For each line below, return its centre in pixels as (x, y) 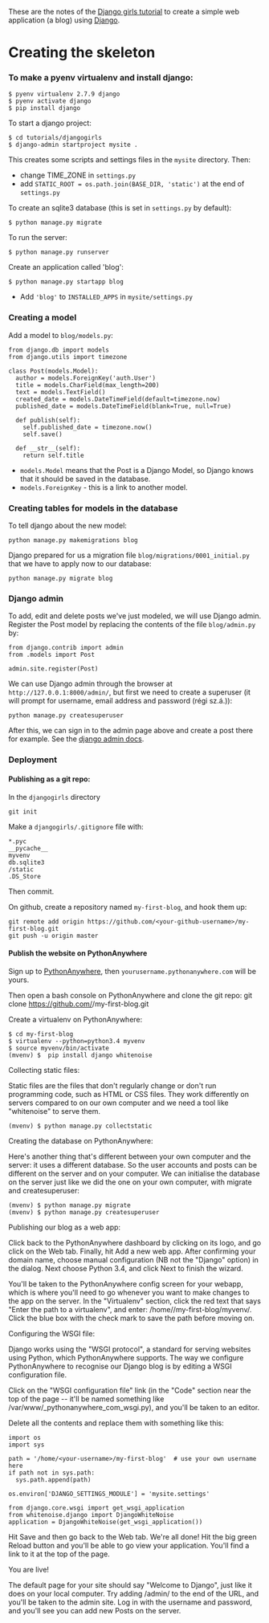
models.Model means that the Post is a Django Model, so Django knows (137, 470)
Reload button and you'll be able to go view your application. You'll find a (129, 1545)
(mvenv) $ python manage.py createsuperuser (84, 1212)
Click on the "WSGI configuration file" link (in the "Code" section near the (130, 1390)
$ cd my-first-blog (41, 1034)
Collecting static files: (44, 1070)
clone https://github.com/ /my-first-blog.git (79, 1004)
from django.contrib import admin (66, 648)
